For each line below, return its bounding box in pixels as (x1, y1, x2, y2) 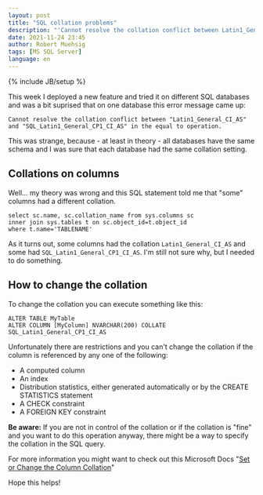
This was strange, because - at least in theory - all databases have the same (8, 136, 255, 145)
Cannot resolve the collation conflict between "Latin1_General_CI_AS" (8, 115, 247, 123)
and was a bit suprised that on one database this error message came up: (8, 100, 247, 110)
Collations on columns (8, 167, 120, 180)
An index (19, 373, 49, 383)
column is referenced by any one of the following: (8, 350, 168, 359)
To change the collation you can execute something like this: (8, 299, 204, 308)
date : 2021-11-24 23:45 (8, 33, 86, 42)
